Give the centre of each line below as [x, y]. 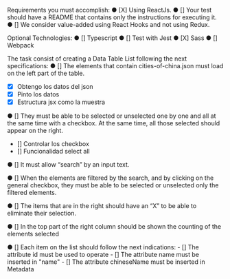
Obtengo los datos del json [55, 86]
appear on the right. [35, 131]
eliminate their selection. [42, 214]
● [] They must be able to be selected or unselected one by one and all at [112, 116]
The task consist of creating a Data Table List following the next [97, 59]
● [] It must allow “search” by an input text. [68, 165]
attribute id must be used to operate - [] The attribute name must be [103, 255]
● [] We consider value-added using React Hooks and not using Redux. [108, 24]
